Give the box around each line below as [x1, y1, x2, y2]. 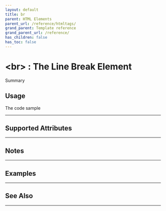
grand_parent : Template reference [5, 26, 77, 31]
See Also [5, 192, 33, 200]
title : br [5, 12, 26, 17]
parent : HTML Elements [5, 16, 52, 21]
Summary [5, 77, 25, 83]
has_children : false [5, 35, 48, 40]
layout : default [5, 7, 39, 12]
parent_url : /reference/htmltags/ [5, 21, 77, 26]
